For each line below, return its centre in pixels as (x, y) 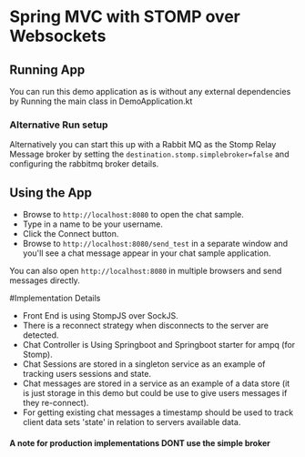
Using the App (51, 193)
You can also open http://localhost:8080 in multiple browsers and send (146, 271)
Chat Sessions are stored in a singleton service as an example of (144, 364)
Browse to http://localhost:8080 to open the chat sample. (133, 215)
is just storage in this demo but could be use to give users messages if (155, 393)
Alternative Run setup (59, 125)
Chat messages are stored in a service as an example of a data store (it (156, 383)
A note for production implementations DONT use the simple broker (140, 442)
